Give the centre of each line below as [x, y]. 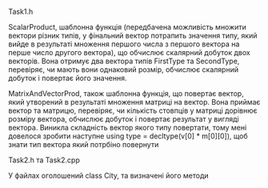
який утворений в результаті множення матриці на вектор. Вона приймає [134, 102]
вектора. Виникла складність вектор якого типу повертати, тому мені [128, 128]
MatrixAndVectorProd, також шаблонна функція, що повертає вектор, [126, 94]
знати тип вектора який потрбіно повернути [84, 144]
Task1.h [21, 12]
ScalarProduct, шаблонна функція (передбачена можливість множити [127, 27]
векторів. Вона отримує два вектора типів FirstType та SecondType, [124, 61]
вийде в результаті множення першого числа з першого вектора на [124, 44]
